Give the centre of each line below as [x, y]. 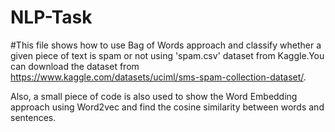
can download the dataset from [75, 66]
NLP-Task [51, 17]
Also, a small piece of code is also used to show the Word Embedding [154, 96]
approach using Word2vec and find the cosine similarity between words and [167, 107]
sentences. [33, 117]
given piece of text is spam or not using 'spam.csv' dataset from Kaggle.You [167, 55]
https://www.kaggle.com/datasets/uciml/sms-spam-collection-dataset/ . [158, 77]
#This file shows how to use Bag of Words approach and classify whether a [166, 45]
